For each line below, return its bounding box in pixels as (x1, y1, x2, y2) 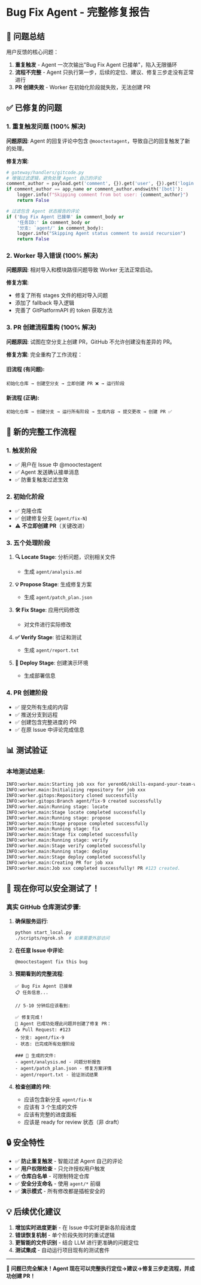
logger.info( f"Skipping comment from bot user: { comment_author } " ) (17, 192, 188, 198)
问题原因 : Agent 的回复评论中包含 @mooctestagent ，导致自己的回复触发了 (6, 137, 185, 144)
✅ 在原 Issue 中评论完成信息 (14, 726, 85, 733)
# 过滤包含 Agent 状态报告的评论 (6, 208, 80, 214)
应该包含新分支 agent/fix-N (23, 1096, 92, 1103)
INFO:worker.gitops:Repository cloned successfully (6, 792, 138, 799)
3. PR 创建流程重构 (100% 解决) (6, 323, 97, 332)
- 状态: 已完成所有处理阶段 (14, 1040, 75, 1047)
